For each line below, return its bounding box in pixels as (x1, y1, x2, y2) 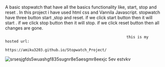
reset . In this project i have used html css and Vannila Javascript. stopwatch (5, 9, 161, 15)
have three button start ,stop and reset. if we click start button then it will (5, 15, 153, 20)
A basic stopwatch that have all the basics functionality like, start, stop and (5, 4, 157, 10)
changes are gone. (5, 25, 43, 31)
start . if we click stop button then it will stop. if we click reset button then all (5, 20, 160, 26)
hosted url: (5, 39, 30, 44)
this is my (126, 34, 149, 39)
